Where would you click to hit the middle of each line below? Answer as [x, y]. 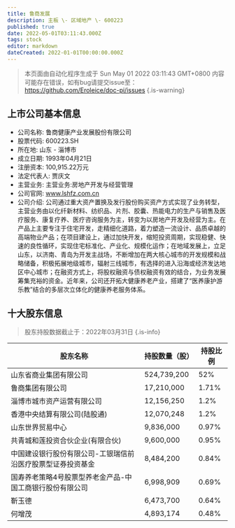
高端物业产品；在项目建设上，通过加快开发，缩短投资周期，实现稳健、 [119, 237]
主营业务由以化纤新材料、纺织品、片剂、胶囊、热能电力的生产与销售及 [119, 211]
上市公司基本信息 [44, 114]
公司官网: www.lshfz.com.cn [58, 193]
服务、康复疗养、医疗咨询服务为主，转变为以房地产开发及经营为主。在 [124, 219]
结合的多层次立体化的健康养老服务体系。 [91, 289]
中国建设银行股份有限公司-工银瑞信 [69, 453]
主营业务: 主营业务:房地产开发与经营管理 [75, 184]
